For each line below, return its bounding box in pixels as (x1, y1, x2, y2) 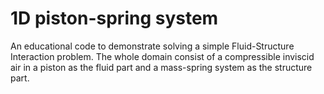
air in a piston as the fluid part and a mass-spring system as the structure (10, 61, 313, 73)
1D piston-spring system (10, 7, 219, 30)
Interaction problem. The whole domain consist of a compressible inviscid (10, 50, 315, 62)
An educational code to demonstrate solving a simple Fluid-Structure (10, 40, 295, 52)
